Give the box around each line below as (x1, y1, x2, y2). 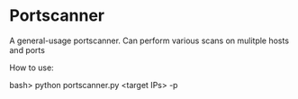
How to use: (9, 62, 54, 73)
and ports (9, 44, 45, 55)
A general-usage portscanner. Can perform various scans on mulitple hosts (9, 35, 290, 46)
